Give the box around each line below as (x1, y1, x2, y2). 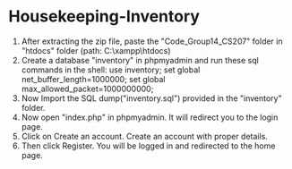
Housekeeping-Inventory (8, 6, 201, 27)
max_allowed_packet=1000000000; (21, 83, 154, 94)
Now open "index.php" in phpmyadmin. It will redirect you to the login (21, 112, 279, 123)
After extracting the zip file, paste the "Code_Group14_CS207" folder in (21, 36, 283, 46)
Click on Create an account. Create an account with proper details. (21, 131, 268, 141)
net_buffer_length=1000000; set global (21, 73, 166, 84)
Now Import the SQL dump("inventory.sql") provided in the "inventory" (21, 92, 283, 104)
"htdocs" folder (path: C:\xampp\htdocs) (21, 45, 171, 55)
